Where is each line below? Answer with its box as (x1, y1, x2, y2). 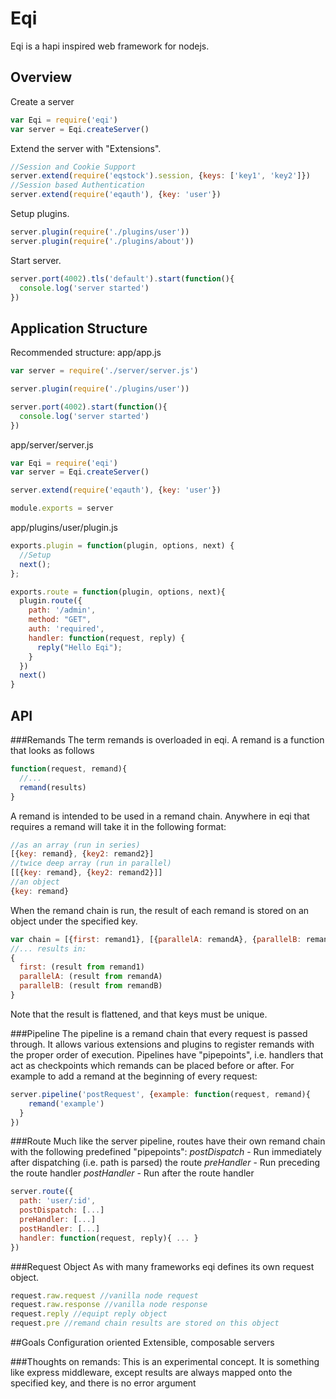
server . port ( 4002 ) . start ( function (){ (10, 402, 168, 412)
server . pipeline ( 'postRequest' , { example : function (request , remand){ (10, 1089, 311, 1099)
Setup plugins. (10, 208, 70, 219)
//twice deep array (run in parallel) (10, 858, 172, 869)
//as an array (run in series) (10, 840, 141, 850)
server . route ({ (10, 1187, 74, 1197)
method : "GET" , (28, 615, 92, 625)
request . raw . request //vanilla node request (10, 1290, 199, 1301)
